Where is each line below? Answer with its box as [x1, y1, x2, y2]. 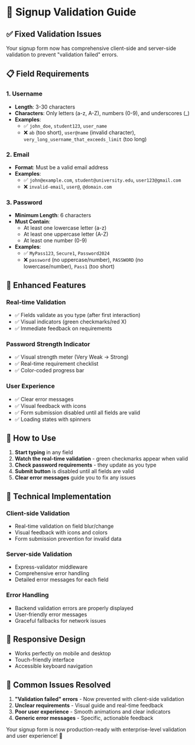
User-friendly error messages [14, 611, 87, 618]
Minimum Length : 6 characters [14, 212, 92, 219]
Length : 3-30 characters [14, 103, 76, 110]
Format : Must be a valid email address [14, 163, 109, 171]
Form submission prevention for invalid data [14, 535, 122, 543]
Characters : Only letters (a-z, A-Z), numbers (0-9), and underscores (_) [14, 109, 190, 116]
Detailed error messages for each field [14, 576, 109, 584]
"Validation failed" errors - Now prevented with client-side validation [14, 696, 184, 703]
